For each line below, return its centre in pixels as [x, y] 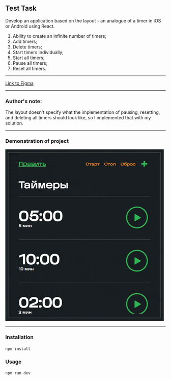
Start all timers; [28, 58]
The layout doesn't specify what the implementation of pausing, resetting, [83, 112]
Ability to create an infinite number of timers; [60, 36]
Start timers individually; [38, 52]
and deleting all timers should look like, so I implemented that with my [78, 118]
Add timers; [25, 41]
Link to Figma [20, 83]
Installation [20, 337]
